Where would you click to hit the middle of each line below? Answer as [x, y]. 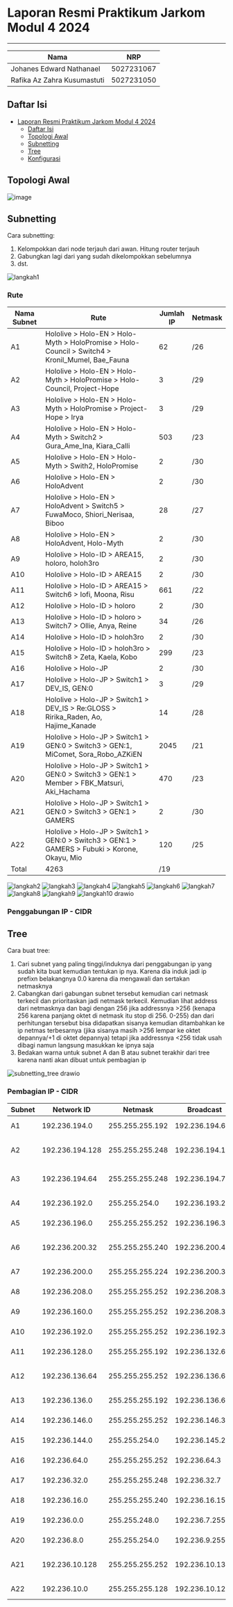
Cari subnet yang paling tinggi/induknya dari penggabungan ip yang [114, 964]
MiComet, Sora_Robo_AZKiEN [94, 754]
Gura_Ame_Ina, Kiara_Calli [87, 446]
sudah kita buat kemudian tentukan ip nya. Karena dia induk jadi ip [112, 972]
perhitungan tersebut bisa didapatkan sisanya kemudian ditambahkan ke [121, 1023]
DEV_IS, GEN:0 [69, 688]
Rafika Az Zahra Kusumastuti [58, 80]
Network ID [72, 1109]
